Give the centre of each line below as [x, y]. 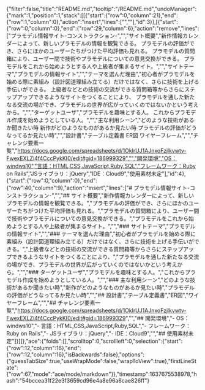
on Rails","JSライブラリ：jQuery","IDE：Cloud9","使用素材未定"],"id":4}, [96, 174]
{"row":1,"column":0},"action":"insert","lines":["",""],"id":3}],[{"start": [92, 22]
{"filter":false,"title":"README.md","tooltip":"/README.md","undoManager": [102, 9]
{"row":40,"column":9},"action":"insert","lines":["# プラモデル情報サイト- [98, 188]
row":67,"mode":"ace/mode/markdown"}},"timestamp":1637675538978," [102, 374]
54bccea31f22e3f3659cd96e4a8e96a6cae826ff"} [86, 380]
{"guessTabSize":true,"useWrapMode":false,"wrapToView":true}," [89, 361]
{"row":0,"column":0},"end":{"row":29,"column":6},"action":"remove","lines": [103, 28]
